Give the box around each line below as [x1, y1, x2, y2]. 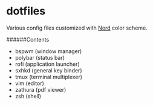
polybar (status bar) [15, 54, 65, 61]
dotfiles [6, 4, 46, 18]
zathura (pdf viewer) [15, 86, 67, 93]
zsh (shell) [15, 92, 41, 100]
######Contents [6, 36, 50, 43]
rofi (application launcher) [15, 60, 80, 68]
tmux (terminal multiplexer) [15, 73, 83, 80]
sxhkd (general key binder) [15, 66, 82, 74]
